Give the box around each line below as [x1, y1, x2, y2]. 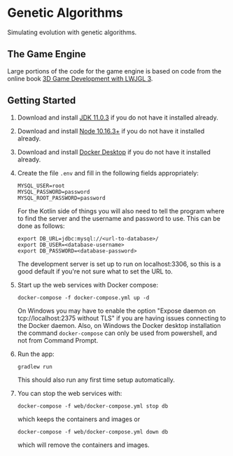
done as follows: [17, 222, 65, 230]
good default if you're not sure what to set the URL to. [17, 267, 173, 276]
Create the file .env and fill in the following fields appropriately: [17, 169, 199, 177]
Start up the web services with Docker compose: [17, 280, 159, 289]
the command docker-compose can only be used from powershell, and [17, 329, 218, 337]
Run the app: [17, 350, 55, 358]
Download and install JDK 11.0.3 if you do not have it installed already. [17, 113, 218, 122]
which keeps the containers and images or [17, 415, 141, 423]
